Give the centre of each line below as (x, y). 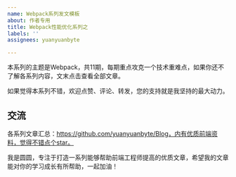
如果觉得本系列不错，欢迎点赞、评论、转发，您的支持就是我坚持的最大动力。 (118, 91)
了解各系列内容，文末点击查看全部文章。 (66, 76)
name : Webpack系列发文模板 (44, 14)
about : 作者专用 (29, 20)
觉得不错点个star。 (47, 142)
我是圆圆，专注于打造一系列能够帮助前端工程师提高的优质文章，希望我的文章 (118, 157)
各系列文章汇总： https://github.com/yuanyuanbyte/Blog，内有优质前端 (110, 133)
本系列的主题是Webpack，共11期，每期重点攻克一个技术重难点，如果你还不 (116, 67)
